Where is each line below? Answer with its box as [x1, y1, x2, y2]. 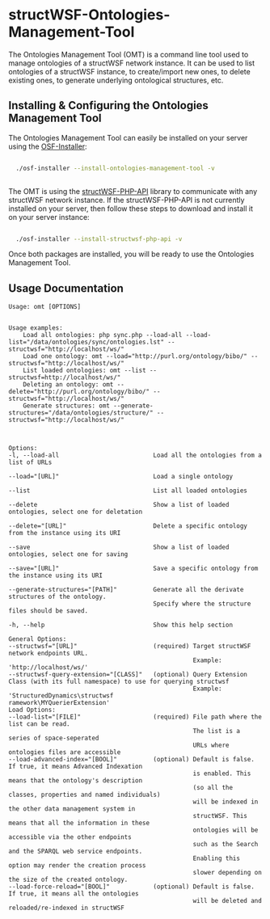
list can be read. [8, 720, 70, 728]
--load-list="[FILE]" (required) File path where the [8, 713, 263, 721]
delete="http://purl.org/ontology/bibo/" [8, 388, 150, 396]
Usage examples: [8, 324, 63, 332]
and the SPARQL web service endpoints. [8, 847, 143, 856]
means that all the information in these [8, 819, 150, 828]
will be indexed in [192, 798, 259, 806]
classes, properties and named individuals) [8, 790, 161, 799]
